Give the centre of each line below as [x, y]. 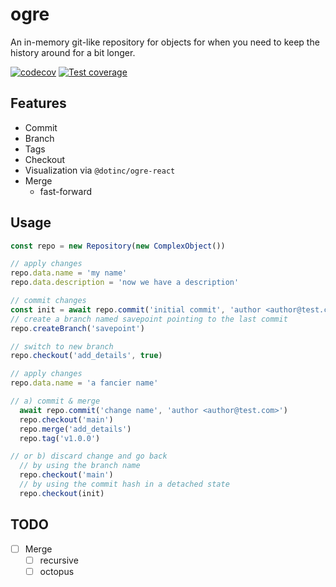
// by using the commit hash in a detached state [124, 484]
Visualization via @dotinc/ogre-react [100, 170]
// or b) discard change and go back [89, 456]
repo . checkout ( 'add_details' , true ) [86, 356]
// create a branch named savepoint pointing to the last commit [149, 319]
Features [38, 103]
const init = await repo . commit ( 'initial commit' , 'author [136, 309]
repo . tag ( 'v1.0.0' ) [60, 438]
